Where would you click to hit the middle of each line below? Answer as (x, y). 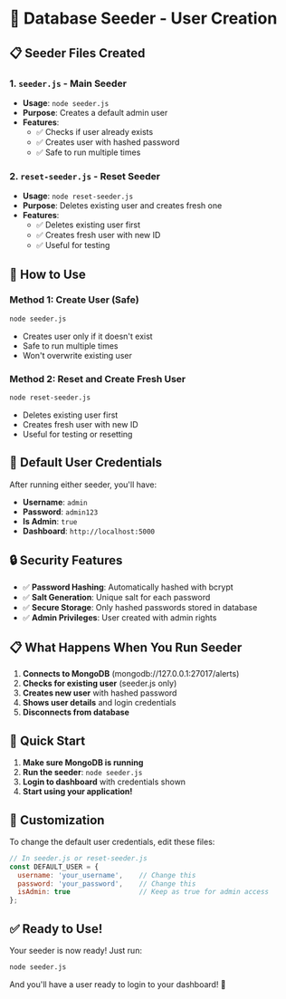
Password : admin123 (60, 512)
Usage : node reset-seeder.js (78, 196)
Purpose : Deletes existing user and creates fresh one (122, 206)
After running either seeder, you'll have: (83, 485)
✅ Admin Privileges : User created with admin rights (119, 617)
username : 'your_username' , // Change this (107, 875)
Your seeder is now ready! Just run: (76, 951)
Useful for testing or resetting (77, 434)
